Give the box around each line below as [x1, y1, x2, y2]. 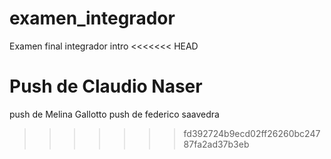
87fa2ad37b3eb [183, 138, 250, 150]
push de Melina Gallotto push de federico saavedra [9, 108, 220, 120]
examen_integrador [9, 7, 176, 30]
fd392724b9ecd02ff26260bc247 [183, 127, 321, 139]
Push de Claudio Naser [9, 75, 203, 98]
